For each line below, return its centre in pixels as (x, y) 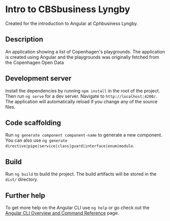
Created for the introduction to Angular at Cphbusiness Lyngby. (72, 23)
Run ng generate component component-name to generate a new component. (84, 135)
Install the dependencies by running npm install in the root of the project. (83, 90)
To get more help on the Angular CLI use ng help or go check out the (77, 208)
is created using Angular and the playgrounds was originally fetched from (82, 57)
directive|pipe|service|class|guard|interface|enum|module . (70, 146)
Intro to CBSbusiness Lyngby (68, 9)
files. (10, 107)
